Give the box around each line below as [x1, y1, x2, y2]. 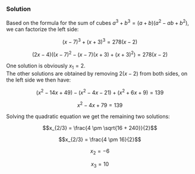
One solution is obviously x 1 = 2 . [6, 62, 86, 71]
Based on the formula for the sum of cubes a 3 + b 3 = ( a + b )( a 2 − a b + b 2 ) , [6, 18, 189, 26]
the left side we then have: [6, 76, 71, 83]
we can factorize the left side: [6, 26, 79, 33]
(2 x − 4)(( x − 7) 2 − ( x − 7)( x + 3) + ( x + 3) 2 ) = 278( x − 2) [32, 49, 168, 58]
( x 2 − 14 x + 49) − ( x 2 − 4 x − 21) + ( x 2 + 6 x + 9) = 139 [36, 88, 164, 96]
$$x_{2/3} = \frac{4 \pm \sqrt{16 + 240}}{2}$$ [42, 125, 158, 132]
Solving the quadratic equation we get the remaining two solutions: [6, 113, 171, 120]
